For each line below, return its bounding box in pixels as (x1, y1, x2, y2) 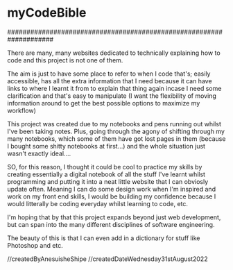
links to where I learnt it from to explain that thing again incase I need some (7, 84, 222, 92)
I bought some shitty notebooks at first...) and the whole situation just (7, 142, 206, 150)
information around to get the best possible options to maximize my (7, 99, 200, 107)
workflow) (7, 106, 37, 115)
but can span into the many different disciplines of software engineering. (7, 220, 215, 228)
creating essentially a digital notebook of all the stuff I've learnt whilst (7, 170, 206, 178)
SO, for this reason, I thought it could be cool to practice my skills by (7, 162, 202, 171)
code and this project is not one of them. (7, 56, 123, 64)
